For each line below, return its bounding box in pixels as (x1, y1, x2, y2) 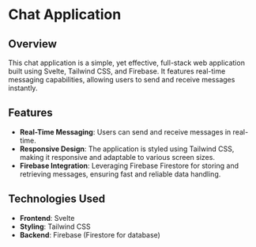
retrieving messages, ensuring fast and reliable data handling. (19, 169, 221, 179)
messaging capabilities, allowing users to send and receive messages (8, 75, 235, 84)
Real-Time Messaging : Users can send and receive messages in (19, 127, 232, 136)
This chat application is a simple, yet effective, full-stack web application (8, 58, 245, 67)
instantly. (8, 83, 38, 93)
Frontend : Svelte (19, 213, 75, 222)
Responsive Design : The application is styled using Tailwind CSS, (19, 144, 235, 154)
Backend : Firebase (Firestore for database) (19, 230, 160, 239)
